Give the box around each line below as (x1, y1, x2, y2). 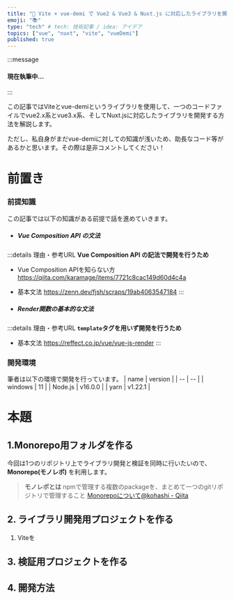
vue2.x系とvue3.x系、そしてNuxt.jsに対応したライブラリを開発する (25, 111, 219, 119)
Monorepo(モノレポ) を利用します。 (7, 468, 111, 477)
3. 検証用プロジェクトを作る (7, 556, 128, 568)
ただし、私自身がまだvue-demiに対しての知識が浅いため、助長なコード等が (7, 135, 224, 143)
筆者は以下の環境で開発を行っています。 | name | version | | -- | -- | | (7, 375, 204, 384)
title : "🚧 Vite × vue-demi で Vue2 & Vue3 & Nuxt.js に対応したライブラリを (7, 10, 223, 17)
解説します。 (19, 120, 56, 128)
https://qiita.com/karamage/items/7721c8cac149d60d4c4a (17, 273, 187, 281)
